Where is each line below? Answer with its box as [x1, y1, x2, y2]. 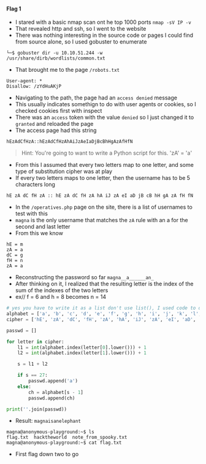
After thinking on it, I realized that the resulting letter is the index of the [15, 280, 194, 288]
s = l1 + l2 [17, 361, 48, 368]
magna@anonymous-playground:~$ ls [6, 429, 95, 435]
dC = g [6, 252, 23, 258]
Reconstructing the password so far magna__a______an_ [15, 274, 154, 281]
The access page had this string [15, 126, 97, 134]
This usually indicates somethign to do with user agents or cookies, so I [15, 101, 196, 108]
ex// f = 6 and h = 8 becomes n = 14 [15, 293, 106, 301]
